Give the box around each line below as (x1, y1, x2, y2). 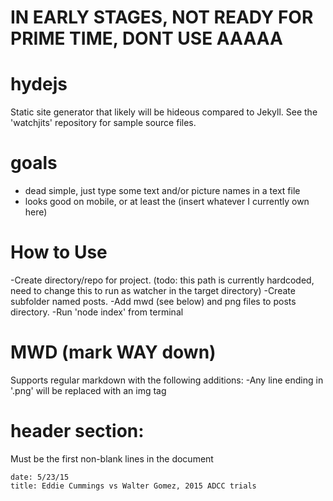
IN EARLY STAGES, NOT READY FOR (10, 6, 314, 29)
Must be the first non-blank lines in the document (10, 452, 214, 465)
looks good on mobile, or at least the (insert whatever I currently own (24, 196, 310, 208)
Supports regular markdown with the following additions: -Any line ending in (10, 374, 324, 386)
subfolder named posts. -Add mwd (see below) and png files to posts (10, 296, 297, 307)
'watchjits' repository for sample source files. (10, 117, 197, 129)
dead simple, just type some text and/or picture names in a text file (24, 185, 301, 197)
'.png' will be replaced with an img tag (10, 384, 167, 396)
